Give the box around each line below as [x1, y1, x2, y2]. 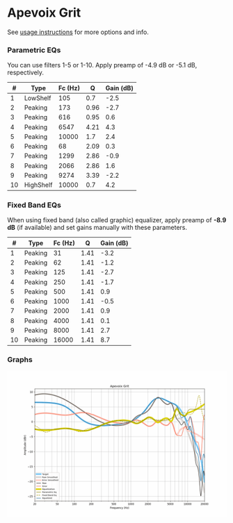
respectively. [7, 68, 44, 77]
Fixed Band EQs [7, 200, 61, 210]
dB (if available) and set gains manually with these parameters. [7, 224, 188, 232]
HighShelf [24, 181, 53, 189]
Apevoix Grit [7, 5, 81, 21]
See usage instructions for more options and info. [7, 28, 150, 36]
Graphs [7, 355, 33, 365]
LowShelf [24, 94, 51, 102]
